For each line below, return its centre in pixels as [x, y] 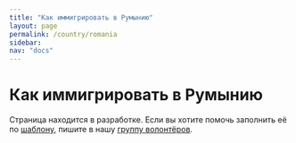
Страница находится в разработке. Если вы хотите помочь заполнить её [148, 120]
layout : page [33, 26]
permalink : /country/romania [63, 34]
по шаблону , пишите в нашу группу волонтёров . [101, 130]
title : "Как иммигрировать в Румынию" [81, 17]
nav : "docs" [31, 51]
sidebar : [25, 42]
